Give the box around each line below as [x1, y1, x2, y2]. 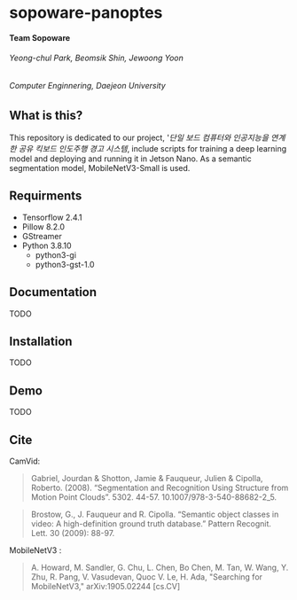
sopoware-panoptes [9, 3, 163, 23]
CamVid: [9, 456, 41, 467]
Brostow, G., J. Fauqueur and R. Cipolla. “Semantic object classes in [30, 509, 279, 520]
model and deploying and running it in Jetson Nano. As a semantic [9, 153, 253, 164]
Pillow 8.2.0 [21, 221, 65, 232]
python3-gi [35, 249, 77, 260]
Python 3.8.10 [21, 240, 73, 251]
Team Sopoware [9, 32, 71, 43]
